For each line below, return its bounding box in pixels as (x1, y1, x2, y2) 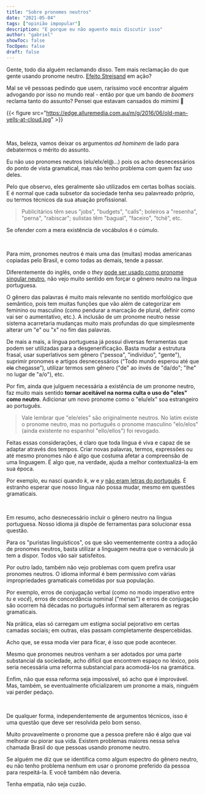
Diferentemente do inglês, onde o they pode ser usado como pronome (6, 268, 184, 276)
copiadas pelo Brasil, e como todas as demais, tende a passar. (6, 256, 164, 264)
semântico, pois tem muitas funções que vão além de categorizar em (6, 300, 181, 307)
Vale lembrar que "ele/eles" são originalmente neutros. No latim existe (21, 414, 199, 421)
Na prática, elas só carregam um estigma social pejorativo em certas (6, 620, 180, 627)
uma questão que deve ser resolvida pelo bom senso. (6, 718, 142, 726)
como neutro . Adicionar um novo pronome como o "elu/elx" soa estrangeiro (6, 395, 199, 403)
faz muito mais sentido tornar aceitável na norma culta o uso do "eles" (6, 389, 188, 396)
